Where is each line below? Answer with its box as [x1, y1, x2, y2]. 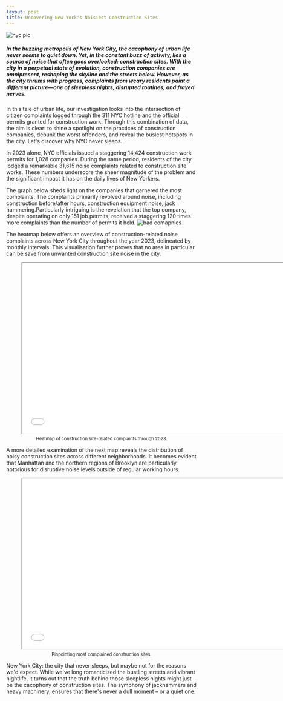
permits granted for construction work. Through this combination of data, [6, 118, 189, 126]
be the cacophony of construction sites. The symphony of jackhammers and [6, 682, 197, 689]
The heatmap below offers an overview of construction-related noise [6, 231, 178, 238]
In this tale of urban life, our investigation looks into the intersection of [6, 106, 181, 113]
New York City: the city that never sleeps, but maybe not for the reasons [6, 662, 186, 669]
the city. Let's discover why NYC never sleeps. [6, 138, 123, 145]
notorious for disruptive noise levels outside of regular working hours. [6, 466, 180, 473]
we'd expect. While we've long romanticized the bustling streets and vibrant [6, 668, 195, 676]
